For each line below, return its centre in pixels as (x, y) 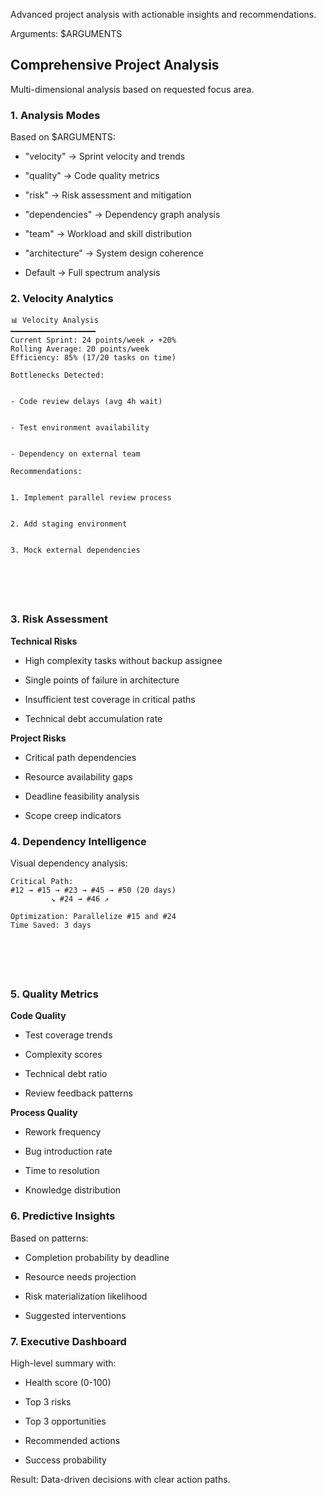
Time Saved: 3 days (51, 925)
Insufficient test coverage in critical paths (110, 699)
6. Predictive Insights (63, 1216)
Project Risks (38, 738)
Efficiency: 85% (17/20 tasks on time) (93, 358)
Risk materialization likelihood (86, 1296)
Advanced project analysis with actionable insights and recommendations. (163, 14)
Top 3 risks (48, 1401)
